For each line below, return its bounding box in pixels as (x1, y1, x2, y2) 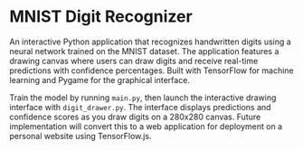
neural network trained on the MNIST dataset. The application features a (9, 45, 279, 56)
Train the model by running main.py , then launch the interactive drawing (9, 92, 277, 103)
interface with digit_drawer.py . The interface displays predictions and (9, 101, 271, 112)
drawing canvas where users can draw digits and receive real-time (9, 55, 259, 66)
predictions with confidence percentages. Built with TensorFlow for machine (9, 65, 294, 76)
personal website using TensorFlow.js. (9, 130, 152, 141)
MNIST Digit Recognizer (9, 6, 193, 27)
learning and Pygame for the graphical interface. (9, 74, 190, 85)
